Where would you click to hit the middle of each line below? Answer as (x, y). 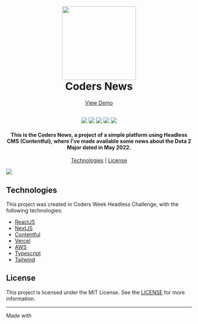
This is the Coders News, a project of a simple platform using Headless (99, 135)
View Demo (99, 103)
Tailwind (25, 259)
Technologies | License (99, 161)
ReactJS (25, 222)
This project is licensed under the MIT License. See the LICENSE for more (95, 292)
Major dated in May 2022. (99, 147)
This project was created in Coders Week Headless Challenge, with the (93, 204)
